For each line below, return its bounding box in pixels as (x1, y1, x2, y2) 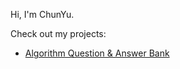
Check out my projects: (10, 28, 107, 39)
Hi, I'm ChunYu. (10, 9, 75, 20)
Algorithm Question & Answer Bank (24, 47, 170, 59)
